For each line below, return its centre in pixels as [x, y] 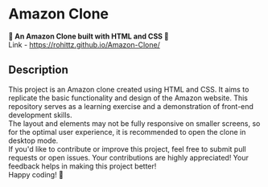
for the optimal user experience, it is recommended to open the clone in [127, 132]
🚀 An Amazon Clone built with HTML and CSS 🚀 [89, 36]
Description [38, 70]
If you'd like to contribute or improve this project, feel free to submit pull [128, 148]
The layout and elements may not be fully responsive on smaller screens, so [134, 123]
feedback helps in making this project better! [82, 166]
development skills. [40, 115]
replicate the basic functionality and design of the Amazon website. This [128, 98]
